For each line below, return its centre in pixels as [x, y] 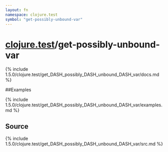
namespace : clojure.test [31, 15]
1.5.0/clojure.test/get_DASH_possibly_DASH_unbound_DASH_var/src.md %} [84, 144]
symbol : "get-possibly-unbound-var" [44, 19]
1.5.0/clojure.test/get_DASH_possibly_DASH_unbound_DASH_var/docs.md [82, 74]
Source [17, 126]
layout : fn [17, 10]
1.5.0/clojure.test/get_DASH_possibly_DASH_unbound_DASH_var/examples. [84, 105]
